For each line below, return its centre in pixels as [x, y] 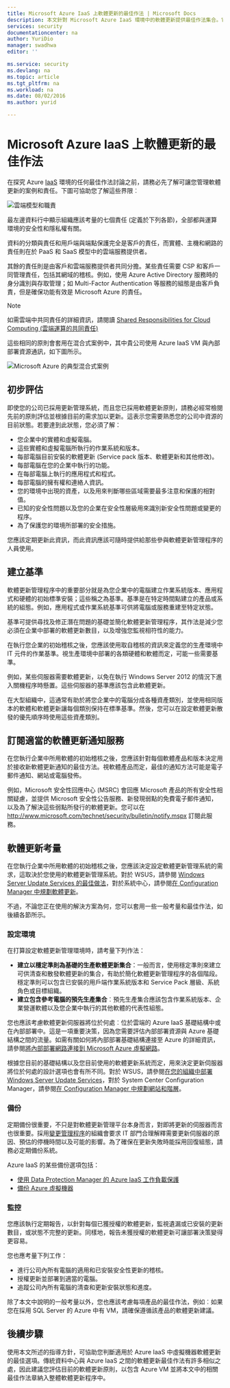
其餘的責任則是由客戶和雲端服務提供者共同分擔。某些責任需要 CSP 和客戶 [111, 266]
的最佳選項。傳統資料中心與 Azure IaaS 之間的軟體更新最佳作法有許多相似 [111, 1361]
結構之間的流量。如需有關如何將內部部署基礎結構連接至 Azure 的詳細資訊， [113, 1040]
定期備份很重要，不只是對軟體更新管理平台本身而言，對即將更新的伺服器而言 [115, 1124]
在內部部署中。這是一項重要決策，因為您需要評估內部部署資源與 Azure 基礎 [113, 1031]
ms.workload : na [30, 90]
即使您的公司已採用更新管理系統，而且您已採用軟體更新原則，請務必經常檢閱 [115, 407]
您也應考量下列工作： [37, 1256]
